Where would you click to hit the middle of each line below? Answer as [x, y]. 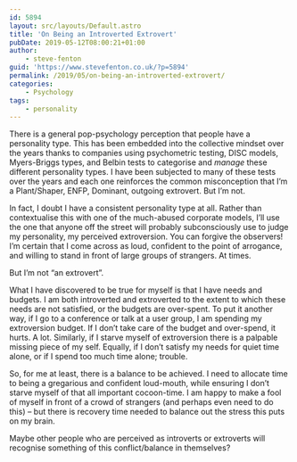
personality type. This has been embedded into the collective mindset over [147, 144]
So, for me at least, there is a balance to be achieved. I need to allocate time [148, 374]
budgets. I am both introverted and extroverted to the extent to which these [148, 300]
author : [24, 51]
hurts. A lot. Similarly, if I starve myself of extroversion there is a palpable [144, 338]
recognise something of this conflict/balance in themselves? [120, 448]
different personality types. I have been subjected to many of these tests [143, 172]
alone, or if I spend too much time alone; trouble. [99, 357]
